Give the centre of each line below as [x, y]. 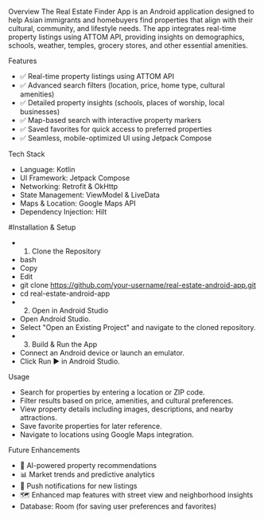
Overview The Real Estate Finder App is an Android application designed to [131, 12]
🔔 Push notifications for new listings [78, 486]
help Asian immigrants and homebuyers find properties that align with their [130, 20]
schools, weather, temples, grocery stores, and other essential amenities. [128, 45]
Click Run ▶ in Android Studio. [70, 361]
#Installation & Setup [42, 227]
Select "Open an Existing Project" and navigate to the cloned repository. [138, 327]
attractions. [39, 417]
